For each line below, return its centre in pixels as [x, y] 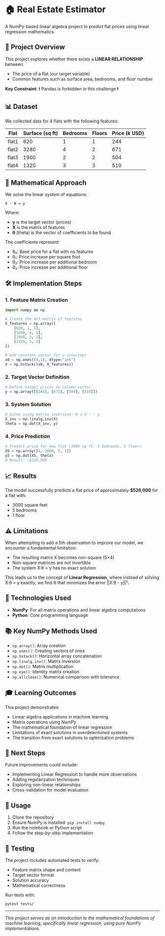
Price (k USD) [128, 133]
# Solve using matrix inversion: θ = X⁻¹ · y [52, 415]
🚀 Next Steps [25, 753]
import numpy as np [25, 310]
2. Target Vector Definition [37, 377]
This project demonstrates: [32, 707]
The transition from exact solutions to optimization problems [73, 737]
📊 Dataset [21, 107]
